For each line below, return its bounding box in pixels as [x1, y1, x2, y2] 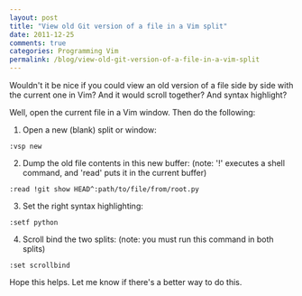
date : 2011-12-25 [9, 30, 75, 39]
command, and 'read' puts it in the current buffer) [22, 168, 207, 178]
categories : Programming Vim [9, 47, 119, 56]
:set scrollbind [9, 261, 70, 270]
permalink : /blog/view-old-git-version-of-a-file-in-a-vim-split [9, 55, 260, 64]
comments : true [9, 38, 67, 48]
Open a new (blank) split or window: [22, 125, 157, 135]
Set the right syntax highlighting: [22, 200, 144, 211]
